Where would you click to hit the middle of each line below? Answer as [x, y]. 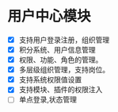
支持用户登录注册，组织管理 [64, 40]
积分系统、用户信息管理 [57, 50]
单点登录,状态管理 [48, 99]
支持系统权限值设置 [50, 79]
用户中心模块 [49, 16]
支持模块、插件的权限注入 [61, 90]
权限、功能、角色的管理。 [61, 60]
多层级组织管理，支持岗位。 [64, 70]
